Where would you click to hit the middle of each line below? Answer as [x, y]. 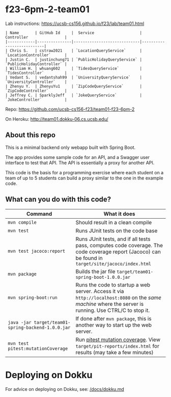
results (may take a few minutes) [115, 352]
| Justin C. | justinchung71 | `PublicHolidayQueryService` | [74, 60]
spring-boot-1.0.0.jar [103, 277]
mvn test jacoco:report [37, 251]
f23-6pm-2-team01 [48, 9]
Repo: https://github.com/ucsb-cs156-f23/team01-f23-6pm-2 [70, 109]
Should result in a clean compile [114, 222]
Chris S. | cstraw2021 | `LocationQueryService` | [76, 50]
